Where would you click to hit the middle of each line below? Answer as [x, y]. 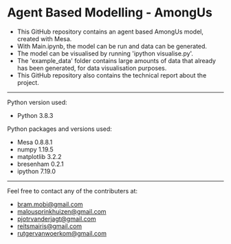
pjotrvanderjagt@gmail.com [56, 219]
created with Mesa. [44, 38]
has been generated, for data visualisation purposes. [92, 68]
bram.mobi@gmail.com [50, 204]
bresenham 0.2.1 [40, 164]
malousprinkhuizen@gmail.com [62, 211]
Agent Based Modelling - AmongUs [110, 13]
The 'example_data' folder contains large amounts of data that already [117, 60]
